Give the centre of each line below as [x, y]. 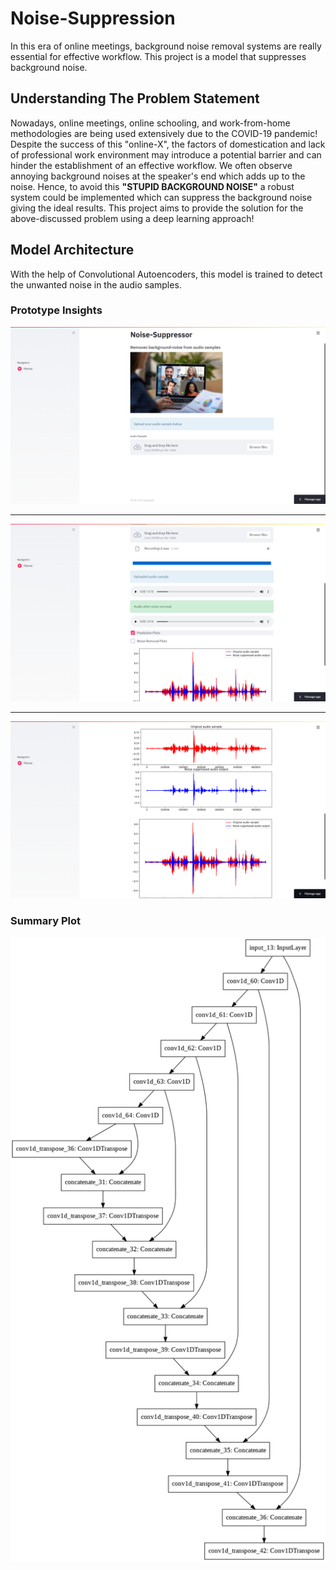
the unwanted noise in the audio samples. [96, 284]
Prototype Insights [56, 310]
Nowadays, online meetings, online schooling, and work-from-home [150, 123]
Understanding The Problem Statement [135, 98]
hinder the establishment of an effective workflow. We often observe [151, 165]
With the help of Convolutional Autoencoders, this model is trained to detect [166, 274]
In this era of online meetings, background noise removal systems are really [166, 46]
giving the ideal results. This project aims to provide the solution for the [157, 208]
